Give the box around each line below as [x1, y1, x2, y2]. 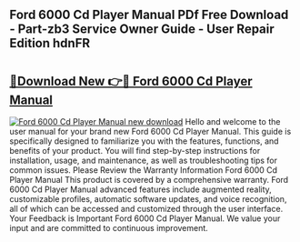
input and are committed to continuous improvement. [9, 223, 209, 233]
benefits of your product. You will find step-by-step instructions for [9, 146, 261, 156]
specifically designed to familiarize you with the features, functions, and [9, 136, 279, 146]
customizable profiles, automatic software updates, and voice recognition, [9, 194, 287, 204]
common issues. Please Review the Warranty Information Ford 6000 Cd [9, 165, 278, 176]
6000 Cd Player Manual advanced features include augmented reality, [9, 184, 273, 195]
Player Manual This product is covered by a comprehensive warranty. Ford [9, 175, 289, 185]
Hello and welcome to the [185, 116, 281, 126]
